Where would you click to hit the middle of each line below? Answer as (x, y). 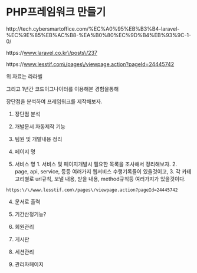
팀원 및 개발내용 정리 (38, 139)
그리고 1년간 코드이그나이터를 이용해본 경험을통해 (63, 88)
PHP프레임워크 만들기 (56, 12)
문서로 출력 (27, 202)
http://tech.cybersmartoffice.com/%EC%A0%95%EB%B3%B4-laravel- (93, 29)
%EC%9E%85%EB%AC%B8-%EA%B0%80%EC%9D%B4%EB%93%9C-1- (99, 35)
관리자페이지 (29, 264)
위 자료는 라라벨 (24, 76)
